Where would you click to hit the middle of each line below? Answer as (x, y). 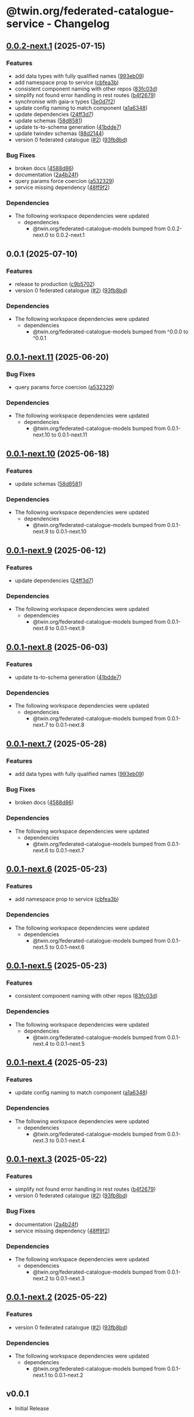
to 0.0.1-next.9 (67, 628)
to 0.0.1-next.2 (66, 1375)
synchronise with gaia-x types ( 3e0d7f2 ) (65, 101)
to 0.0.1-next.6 (67, 947)
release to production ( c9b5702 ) (55, 284)
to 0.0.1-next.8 (67, 725)
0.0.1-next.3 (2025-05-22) (57, 1159)
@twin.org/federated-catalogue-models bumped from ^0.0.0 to (110, 332)
